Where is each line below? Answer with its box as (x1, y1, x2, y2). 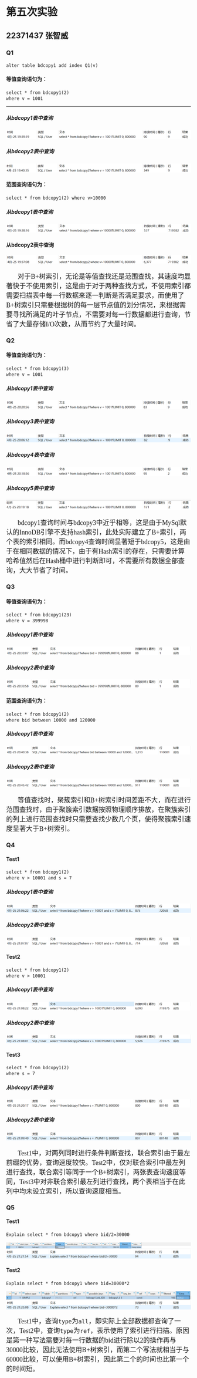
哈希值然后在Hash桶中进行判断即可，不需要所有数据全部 (6, 557, 178, 565)
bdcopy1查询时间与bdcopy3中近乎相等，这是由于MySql (17, 519, 181, 527)
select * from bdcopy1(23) (6, 612, 72, 618)
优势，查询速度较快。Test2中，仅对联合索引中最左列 (25, 1158, 186, 1167)
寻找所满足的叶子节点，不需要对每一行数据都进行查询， (12, 311, 185, 319)
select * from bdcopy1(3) (6, 365, 69, 372)
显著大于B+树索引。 (12, 825, 74, 833)
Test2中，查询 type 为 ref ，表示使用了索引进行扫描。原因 (19, 1326, 189, 1335)
